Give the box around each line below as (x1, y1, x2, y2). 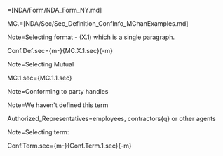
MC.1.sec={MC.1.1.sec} (7, 73, 72, 82)
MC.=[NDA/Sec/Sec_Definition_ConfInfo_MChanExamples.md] (7, 20, 189, 27)
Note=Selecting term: (7, 128, 69, 136)
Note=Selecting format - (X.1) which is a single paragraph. (7, 33, 175, 41)
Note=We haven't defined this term (7, 101, 109, 109)
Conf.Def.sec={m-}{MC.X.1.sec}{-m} (7, 47, 114, 55)
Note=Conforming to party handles (7, 87, 109, 95)
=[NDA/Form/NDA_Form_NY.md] (7, 6, 102, 14)
